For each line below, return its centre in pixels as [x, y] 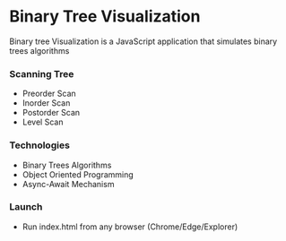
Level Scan [43, 122]
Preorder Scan [49, 94]
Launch [26, 207]
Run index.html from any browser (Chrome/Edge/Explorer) [130, 227]
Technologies [39, 145]
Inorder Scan [46, 103]
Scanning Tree [42, 73]
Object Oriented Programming [78, 174]
